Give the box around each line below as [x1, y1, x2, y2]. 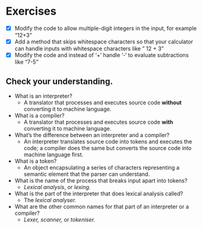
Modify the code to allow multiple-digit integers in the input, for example [14, 24, 197, 32]
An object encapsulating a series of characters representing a [23, 163, 180, 171]
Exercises [6, 4, 57, 18]
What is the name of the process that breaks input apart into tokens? [14, 176, 188, 184]
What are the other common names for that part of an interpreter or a [14, 203, 189, 210]
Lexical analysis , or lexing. [23, 183, 91, 190]
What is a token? [14, 157, 57, 165]
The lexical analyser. [23, 196, 76, 203]
